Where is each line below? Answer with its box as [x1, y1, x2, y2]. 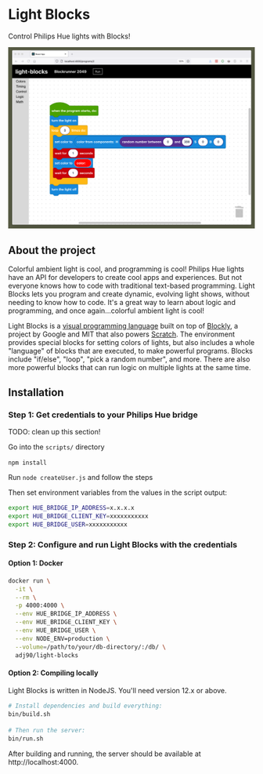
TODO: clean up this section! [8, 427, 101, 437]
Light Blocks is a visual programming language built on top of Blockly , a [8, 322, 239, 331]
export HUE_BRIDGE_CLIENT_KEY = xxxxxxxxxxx [8, 512, 149, 520]
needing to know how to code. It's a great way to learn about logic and [8, 298, 236, 307]
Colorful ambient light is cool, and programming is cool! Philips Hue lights [8, 264, 245, 274]
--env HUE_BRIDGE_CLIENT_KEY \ [15, 618, 117, 627]
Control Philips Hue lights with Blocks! [8, 31, 131, 41]
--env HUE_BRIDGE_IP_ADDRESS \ [15, 610, 117, 618]
